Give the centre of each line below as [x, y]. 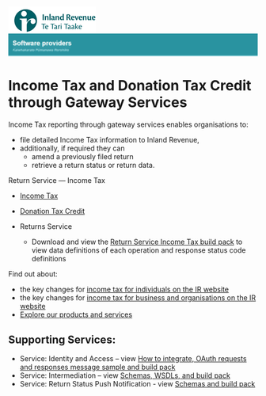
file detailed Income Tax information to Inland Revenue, [109, 140]
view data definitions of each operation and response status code [139, 250]
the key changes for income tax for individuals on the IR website [124, 289]
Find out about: [33, 274]
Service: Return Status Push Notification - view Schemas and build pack [137, 384]
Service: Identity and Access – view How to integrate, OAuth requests [133, 359]
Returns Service [46, 227]
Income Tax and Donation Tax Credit [130, 86]
